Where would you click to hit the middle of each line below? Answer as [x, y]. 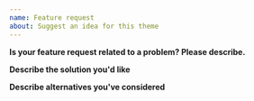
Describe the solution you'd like [70, 69]
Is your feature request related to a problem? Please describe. [127, 51]
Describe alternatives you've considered [87, 87]
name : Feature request [52, 18]
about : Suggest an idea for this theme [84, 26]
